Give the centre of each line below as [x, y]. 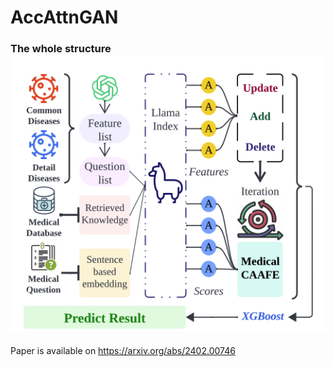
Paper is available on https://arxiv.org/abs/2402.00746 [123, 350]
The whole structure [61, 49]
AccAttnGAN [64, 17]
